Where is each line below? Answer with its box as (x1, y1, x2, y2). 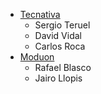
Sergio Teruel (34, 19, 91, 31)
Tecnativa (19, 9, 61, 20)
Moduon (19, 51, 55, 63)
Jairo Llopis (34, 72, 83, 84)
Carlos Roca (34, 40, 86, 52)
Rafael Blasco (34, 62, 92, 73)
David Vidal (34, 30, 82, 41)
